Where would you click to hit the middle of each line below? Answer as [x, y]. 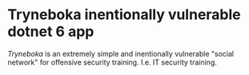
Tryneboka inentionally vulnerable [124, 15]
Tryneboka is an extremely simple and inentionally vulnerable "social [120, 53]
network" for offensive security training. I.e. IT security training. [112, 62]
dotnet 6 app [51, 32]
